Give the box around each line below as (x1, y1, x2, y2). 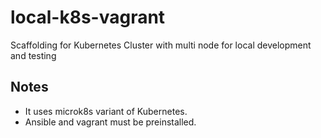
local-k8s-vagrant (10, 6, 166, 29)
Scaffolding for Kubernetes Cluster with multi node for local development (10, 39, 312, 51)
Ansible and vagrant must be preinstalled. (24, 116, 197, 128)
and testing (10, 49, 57, 61)
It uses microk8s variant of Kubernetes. (24, 105, 188, 117)
